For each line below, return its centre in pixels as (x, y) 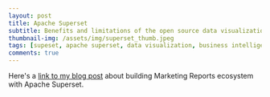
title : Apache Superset (48, 23)
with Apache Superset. (46, 84)
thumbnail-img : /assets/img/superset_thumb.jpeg (91, 38)
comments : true (34, 53)
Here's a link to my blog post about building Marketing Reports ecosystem (131, 76)
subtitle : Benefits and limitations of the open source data (113, 30)
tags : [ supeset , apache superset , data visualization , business (118, 46)
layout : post (30, 16)
